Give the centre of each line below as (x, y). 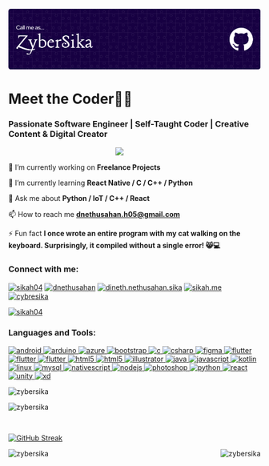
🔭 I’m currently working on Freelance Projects (84, 167)
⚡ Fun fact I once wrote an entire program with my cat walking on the (124, 233)
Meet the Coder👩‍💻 (70, 99)
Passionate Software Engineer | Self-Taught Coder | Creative (129, 124)
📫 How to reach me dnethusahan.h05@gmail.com (94, 214)
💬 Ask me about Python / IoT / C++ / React (79, 198)
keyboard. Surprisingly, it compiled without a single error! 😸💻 (114, 245)
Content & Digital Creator (58, 135)
